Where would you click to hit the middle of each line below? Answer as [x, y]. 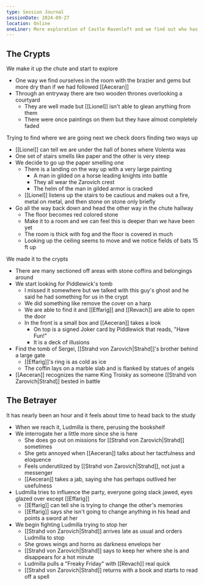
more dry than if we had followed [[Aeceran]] [72, 87]
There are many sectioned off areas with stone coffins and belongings [104, 271]
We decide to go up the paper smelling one [69, 163]
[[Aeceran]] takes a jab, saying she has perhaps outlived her [100, 479]
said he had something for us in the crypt [76, 297]
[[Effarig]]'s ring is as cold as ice [65, 362]
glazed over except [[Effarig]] [52, 499]
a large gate [30, 355]
